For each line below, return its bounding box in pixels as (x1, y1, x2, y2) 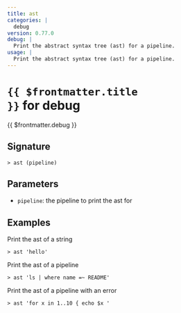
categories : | (7, 17, 49, 24)
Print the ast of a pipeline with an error (7, 287, 117, 295)
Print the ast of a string (7, 235, 73, 243)
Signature (7, 141, 51, 153)
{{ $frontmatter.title (7, 85, 138, 98)
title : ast (7, 10, 39, 17)
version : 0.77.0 (7, 29, 54, 37)
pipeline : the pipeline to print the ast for (17, 196, 132, 205)
